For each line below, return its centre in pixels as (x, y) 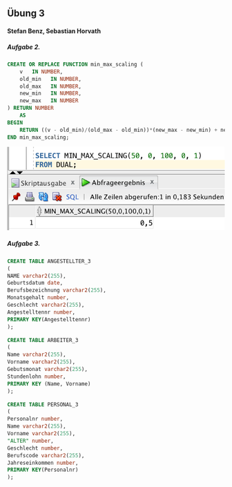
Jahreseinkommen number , (43, 463)
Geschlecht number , (35, 448)
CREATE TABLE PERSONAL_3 (43, 404)
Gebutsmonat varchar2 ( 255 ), (48, 370)
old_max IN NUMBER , (50, 86)
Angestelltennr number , (41, 312)
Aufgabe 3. (24, 244)
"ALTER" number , (30, 441)
